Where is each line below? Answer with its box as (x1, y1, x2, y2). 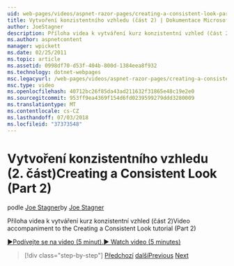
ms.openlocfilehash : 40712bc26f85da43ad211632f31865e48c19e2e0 (7, 88, 195, 95)
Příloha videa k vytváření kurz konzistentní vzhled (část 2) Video (7, 217, 190, 226)
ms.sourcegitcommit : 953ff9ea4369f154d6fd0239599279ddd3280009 (7, 95, 195, 102)
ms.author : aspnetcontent (7, 36, 82, 43)
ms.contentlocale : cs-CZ (7, 108, 79, 114)
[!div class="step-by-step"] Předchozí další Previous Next (24, 251, 189, 260)
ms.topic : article (7, 56, 61, 63)
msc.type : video (7, 82, 54, 89)
